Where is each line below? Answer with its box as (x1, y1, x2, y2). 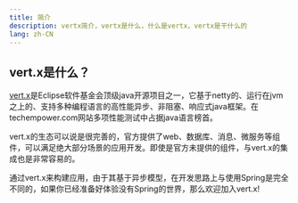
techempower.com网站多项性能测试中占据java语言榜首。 (9, 112, 219, 123)
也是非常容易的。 (16, 153, 80, 165)
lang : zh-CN (9, 29, 54, 38)
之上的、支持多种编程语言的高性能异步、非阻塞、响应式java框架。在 (9, 101, 259, 112)
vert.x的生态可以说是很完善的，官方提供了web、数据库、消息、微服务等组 (9, 131, 281, 142)
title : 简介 (9, 12, 51, 22)
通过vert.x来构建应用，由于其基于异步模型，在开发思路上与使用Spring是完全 (9, 173, 289, 183)
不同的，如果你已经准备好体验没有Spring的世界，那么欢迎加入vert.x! (9, 183, 261, 194)
